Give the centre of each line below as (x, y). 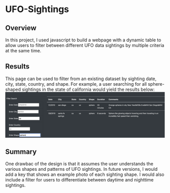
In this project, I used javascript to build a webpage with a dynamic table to (83, 40)
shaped (13, 89)
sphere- (156, 84)
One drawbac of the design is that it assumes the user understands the (79, 164)
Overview (21, 28)
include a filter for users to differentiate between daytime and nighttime (79, 180)
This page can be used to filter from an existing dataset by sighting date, (81, 79)
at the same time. (23, 51)
